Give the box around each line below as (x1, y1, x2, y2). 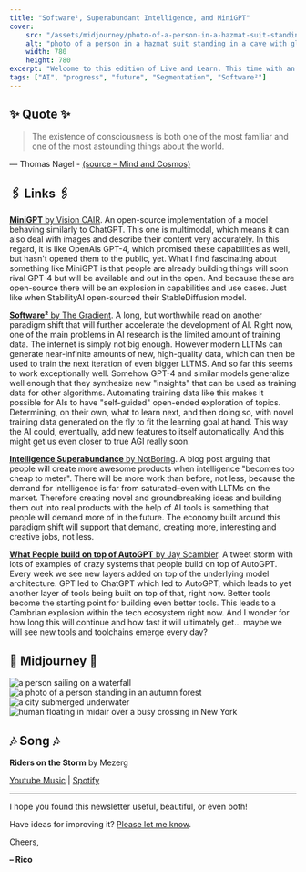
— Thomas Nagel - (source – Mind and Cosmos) (9, 158, 191, 169)
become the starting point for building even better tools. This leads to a (9, 597, 276, 608)
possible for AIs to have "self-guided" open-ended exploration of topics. (9, 397, 281, 408)
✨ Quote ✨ (9, 107, 71, 122)
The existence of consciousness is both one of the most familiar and (31, 131, 289, 142)
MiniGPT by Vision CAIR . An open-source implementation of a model (9, 215, 269, 226)
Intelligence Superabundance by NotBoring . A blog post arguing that (9, 454, 270, 465)
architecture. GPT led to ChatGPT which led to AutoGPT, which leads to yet (9, 578, 291, 589)
